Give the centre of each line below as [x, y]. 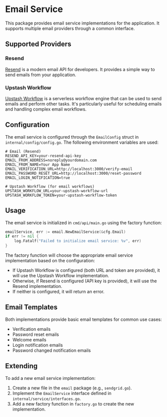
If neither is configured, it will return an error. [58, 292]
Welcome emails [29, 339]
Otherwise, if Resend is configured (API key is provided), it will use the [84, 281]
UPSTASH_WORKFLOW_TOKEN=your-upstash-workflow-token [61, 195]
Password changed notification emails [52, 350]
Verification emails [31, 329]
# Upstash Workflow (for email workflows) [50, 186]
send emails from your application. [41, 75]
